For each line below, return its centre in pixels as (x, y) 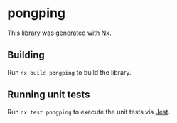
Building (26, 55)
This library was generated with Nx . (59, 33)
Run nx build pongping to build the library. (69, 72)
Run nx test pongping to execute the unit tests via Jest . (89, 112)
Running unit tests (49, 95)
